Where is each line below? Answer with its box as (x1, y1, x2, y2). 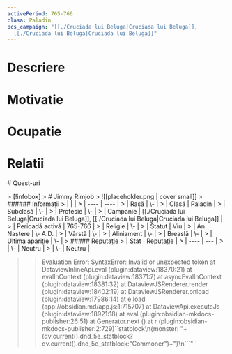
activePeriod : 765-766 (7, 10, 73, 17)
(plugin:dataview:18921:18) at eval (41, 309, 139, 318)
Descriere (7, 60, 65, 75)
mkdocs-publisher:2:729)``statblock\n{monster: (41, 324, 179, 332)
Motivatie (7, 91, 64, 108)
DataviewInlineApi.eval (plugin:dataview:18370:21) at (41, 265, 193, 273)
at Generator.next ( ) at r (89, 317, 157, 325)
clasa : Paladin (7, 17, 52, 24)
